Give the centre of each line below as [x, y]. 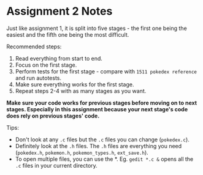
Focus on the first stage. [46, 65]
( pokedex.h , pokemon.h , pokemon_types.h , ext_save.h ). [82, 152]
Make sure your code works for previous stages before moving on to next [102, 103]
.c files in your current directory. [56, 165]
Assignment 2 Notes [59, 11]
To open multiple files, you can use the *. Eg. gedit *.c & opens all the [104, 159]
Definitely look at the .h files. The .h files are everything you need [98, 146]
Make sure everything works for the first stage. [75, 84]
